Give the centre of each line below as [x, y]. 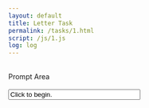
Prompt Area [29, 77]
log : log [23, 46]
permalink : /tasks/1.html [51, 30]
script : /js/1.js [37, 38]
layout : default [35, 16]
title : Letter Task [41, 23]
